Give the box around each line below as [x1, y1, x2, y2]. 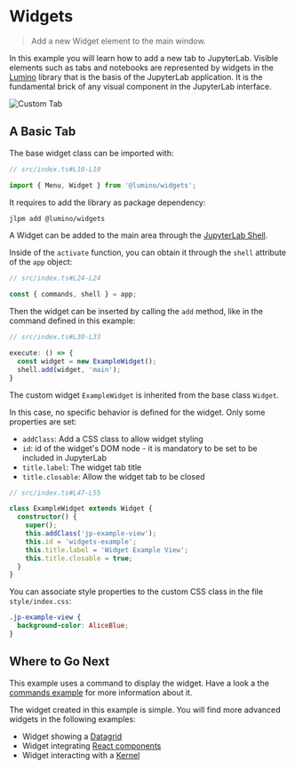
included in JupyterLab [21, 452, 108, 463]
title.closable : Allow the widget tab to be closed [21, 471, 205, 481]
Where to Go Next [9, 654, 110, 670]
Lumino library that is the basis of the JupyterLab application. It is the [9, 71, 263, 82]
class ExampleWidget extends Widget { [9, 504, 153, 513]
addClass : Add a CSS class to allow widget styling [21, 433, 204, 444]
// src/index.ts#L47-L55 [9, 488, 101, 497]
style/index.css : [9, 596, 72, 606]
